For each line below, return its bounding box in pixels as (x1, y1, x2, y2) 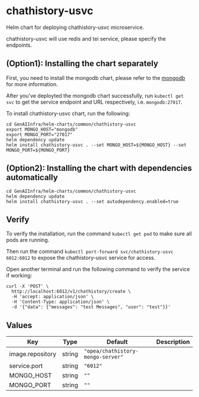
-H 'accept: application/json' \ (11, 294, 94, 300)
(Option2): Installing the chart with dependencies (6, 163, 192, 173)
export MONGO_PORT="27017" (6, 131, 73, 137)
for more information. (6, 80, 58, 88)
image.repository (9, 350, 57, 359)
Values (6, 320, 33, 330)
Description (156, 338, 190, 346)
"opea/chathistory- (84, 348, 139, 354)
